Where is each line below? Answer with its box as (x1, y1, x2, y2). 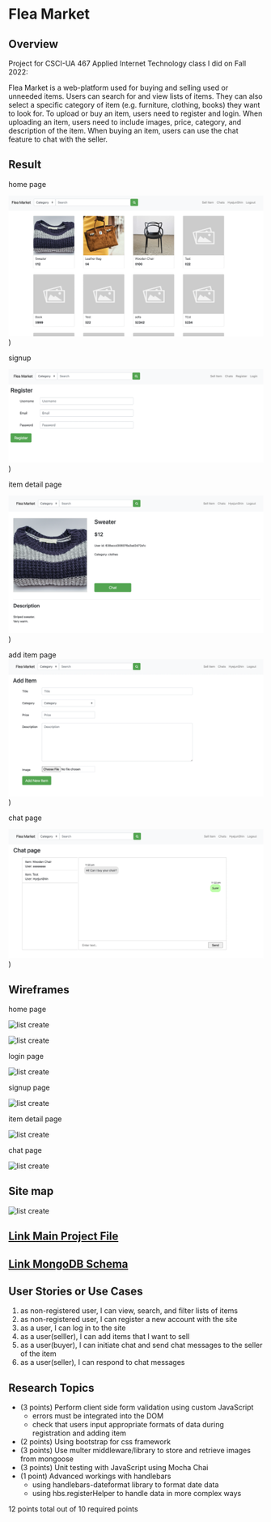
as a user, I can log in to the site (19, 1323, 126, 1333)
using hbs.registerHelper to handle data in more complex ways (32, 1489, 242, 1499)
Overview (8, 37, 59, 51)
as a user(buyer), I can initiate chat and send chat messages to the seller (19, 1341, 263, 1350)
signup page (8, 1082, 50, 1093)
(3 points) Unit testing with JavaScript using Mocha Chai (19, 1463, 209, 1473)
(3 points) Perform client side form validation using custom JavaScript (19, 1402, 254, 1413)
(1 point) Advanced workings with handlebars (19, 1471, 171, 1482)
